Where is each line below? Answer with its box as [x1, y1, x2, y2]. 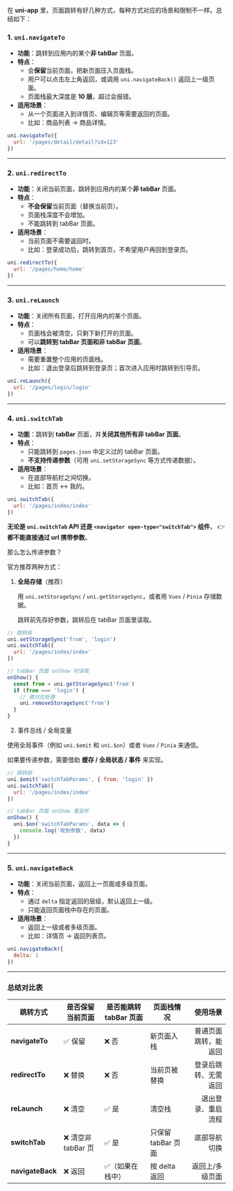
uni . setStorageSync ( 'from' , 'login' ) [7, 635, 116, 643]
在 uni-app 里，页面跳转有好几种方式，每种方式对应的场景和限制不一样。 [7, 6, 216, 14]
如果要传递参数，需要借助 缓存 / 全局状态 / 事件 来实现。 [7, 755, 168, 764]
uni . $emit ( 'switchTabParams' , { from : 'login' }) [7, 776, 154, 782]
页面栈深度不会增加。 [27, 211, 89, 219]
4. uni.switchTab [7, 413, 64, 423]
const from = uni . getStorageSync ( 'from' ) [13, 680, 135, 687]
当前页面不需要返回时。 [27, 237, 95, 245]
